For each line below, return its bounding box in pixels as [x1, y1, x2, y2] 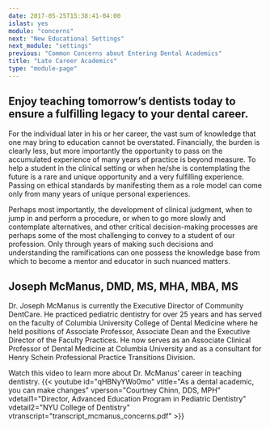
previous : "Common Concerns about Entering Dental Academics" [8, 49, 222, 57]
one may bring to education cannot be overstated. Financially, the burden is [8, 137, 260, 147]
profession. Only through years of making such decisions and [8, 239, 213, 248]
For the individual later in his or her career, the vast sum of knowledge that [8, 129, 256, 138]
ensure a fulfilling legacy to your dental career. [8, 107, 249, 121]
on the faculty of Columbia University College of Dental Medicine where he [8, 318, 259, 328]
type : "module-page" [8, 65, 78, 73]
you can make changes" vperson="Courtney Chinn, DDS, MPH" [8, 385, 221, 395]
